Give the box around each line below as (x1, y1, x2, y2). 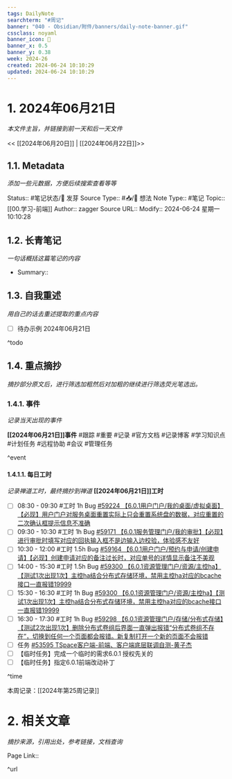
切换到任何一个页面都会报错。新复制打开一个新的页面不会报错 (32, 632, 208, 640)
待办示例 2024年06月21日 (17, 324, 91, 333)
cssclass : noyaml (7, 29, 57, 37)
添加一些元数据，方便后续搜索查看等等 (7, 179, 116, 187)
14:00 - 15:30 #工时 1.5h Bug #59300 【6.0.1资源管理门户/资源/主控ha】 (17, 562, 222, 571)
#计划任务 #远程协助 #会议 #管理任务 (7, 439, 113, 448)
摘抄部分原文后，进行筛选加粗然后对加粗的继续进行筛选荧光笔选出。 (7, 380, 202, 388)
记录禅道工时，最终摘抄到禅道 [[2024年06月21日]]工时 (7, 487, 164, 495)
